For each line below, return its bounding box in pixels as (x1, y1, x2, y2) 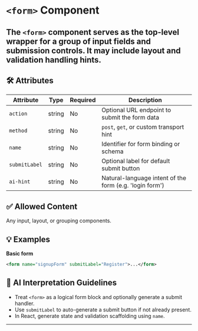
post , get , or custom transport (101, 123, 184, 131)
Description (128, 96, 162, 104)
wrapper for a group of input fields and (6, 36, 151, 46)
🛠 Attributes (6, 75, 54, 86)
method (9, 128, 28, 134)
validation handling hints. (6, 54, 102, 65)
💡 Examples (6, 234, 51, 244)
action (9, 111, 28, 117)
